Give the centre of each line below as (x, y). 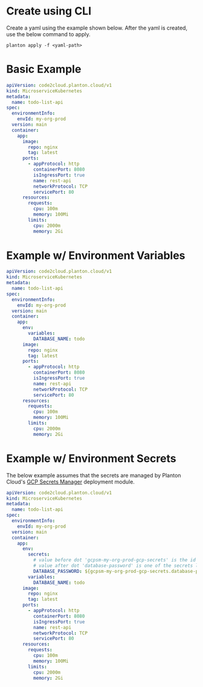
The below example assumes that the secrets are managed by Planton (94, 475)
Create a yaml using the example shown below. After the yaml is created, (97, 28)
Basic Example (44, 69)
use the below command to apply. (48, 34)
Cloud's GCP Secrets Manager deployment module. (70, 482)
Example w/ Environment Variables (96, 255)
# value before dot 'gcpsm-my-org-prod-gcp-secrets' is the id (114, 560)
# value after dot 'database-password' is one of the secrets (113, 566)
